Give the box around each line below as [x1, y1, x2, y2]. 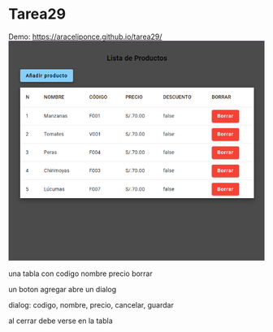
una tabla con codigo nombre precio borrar [8, 269, 153, 278]
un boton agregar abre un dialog [8, 285, 117, 295]
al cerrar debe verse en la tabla [8, 316, 113, 326]
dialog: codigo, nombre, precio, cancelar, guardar [8, 300, 175, 310]
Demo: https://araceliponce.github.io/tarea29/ [8, 32, 162, 41]
